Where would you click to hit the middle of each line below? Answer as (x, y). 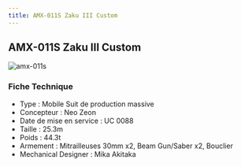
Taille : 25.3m (41, 129)
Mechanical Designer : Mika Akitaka (78, 154)
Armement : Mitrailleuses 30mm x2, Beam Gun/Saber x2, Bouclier (126, 146)
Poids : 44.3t (40, 137)
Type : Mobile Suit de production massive (87, 104)
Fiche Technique (41, 87)
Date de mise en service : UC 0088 (76, 121)
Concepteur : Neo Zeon (58, 112)
